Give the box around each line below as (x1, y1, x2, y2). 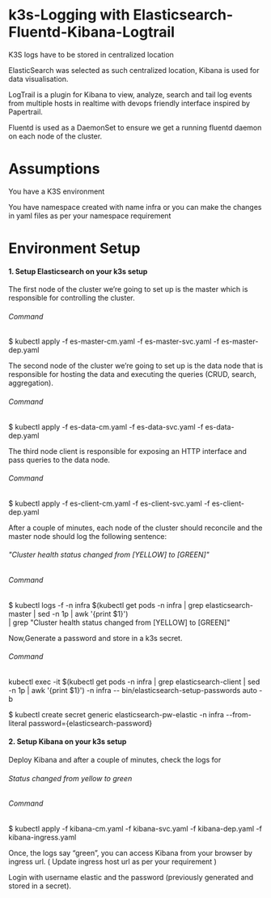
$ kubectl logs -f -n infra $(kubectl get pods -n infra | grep (8, 600, 204, 609)
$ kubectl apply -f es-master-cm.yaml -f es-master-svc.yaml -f (8, 336, 220, 346)
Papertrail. (8, 107, 43, 117)
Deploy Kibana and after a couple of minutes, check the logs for (8, 755, 222, 765)
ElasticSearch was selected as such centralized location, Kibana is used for (8, 65, 260, 75)
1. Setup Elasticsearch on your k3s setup (8, 266, 148, 276)
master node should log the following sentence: (8, 531, 167, 541)
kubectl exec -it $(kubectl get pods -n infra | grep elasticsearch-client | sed (8, 677, 260, 686)
